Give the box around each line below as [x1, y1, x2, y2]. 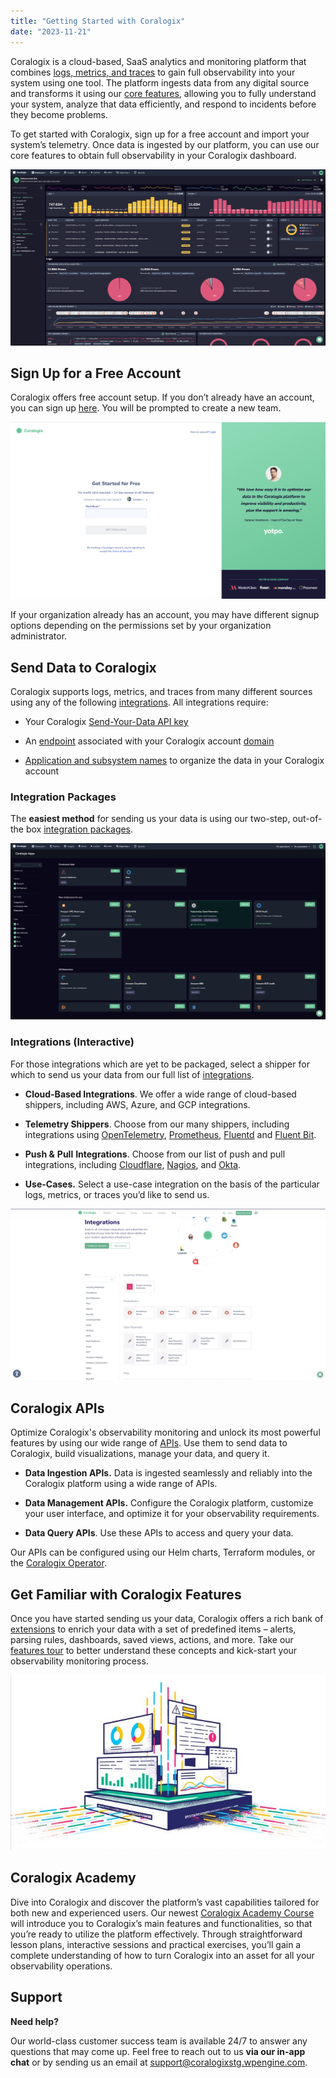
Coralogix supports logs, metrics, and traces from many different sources [10, 686, 313, 698]
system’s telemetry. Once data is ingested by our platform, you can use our [10, 138, 320, 150]
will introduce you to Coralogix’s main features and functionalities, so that [10, 1917, 313, 1929]
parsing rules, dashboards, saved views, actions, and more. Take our [10, 1634, 294, 1646]
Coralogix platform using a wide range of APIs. [24, 1478, 218, 1490]
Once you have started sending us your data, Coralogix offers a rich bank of [10, 1613, 324, 1625]
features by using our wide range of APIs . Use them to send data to [10, 1437, 288, 1449]
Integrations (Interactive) [10, 1035, 135, 1049]
